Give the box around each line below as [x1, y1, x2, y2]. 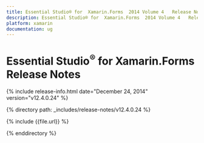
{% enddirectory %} [6, 129, 56, 137]
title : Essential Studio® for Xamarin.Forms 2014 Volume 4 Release [6, 9, 191, 15]
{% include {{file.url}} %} [6, 117, 69, 125]
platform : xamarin [6, 20, 53, 26]
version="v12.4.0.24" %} [6, 94, 69, 101]
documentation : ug [6, 26, 53, 32]
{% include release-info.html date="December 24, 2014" [6, 88, 148, 95]
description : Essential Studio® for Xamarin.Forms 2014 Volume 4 [6, 15, 181, 21]
